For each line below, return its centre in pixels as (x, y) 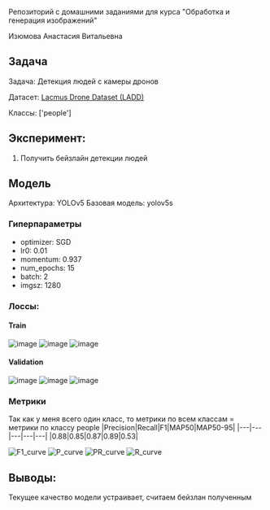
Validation (26, 362)
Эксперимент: (47, 139)
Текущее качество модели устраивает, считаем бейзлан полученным (130, 497)
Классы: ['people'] (40, 112)
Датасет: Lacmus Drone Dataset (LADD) (76, 97)
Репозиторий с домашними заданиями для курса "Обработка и (119, 12)
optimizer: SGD (46, 242)
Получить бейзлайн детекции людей (84, 158)
